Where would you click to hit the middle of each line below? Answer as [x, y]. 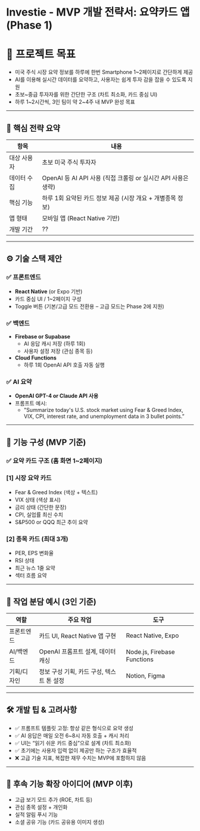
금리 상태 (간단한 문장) [40, 507]
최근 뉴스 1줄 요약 [35, 568]
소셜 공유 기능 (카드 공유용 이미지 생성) [60, 822]
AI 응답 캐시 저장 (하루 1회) [54, 343]
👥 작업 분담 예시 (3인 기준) [51, 602]
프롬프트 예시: [31, 404]
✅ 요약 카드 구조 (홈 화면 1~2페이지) [54, 461]
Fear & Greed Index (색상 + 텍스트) [56, 492]
